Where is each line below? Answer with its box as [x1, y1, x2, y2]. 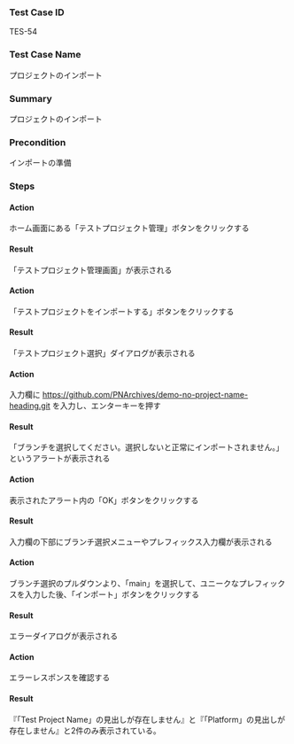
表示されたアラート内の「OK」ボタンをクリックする [9, 494, 199, 506]
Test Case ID [9, 6, 65, 19]
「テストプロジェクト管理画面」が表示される [9, 264, 173, 275]
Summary [9, 92, 53, 105]
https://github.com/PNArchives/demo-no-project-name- [42, 390, 249, 400]
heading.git [9, 400, 50, 411]
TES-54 [9, 27, 38, 37]
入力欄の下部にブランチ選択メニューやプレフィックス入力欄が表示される [9, 536, 273, 546]
